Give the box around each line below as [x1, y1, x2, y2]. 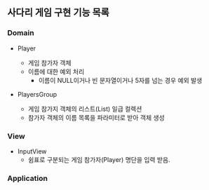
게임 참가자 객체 [27, 58, 72, 67]
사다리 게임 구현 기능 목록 [7, 6, 110, 19]
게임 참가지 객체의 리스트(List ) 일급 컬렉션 [27, 104, 142, 113]
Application [7, 173, 48, 183]
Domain [7, 28, 34, 38]
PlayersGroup [17, 90, 58, 98]
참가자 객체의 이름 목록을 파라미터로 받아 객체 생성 [27, 113, 165, 121]
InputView [17, 147, 47, 156]
